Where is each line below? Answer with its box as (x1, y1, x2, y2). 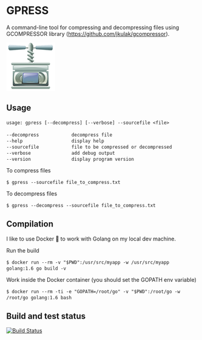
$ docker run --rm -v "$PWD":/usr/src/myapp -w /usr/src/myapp (6, 259, 170, 265)
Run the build (6, 246, 39, 254)
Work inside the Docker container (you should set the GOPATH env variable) (6, 276, 197, 283)
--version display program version (6, 156, 135, 162)
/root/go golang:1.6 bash (6, 294, 72, 301)
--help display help (6, 138, 104, 144)
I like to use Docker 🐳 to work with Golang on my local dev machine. (6, 235, 176, 242)
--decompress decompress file (6, 132, 113, 138)
